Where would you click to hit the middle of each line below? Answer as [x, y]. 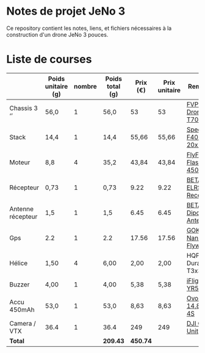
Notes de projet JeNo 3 [66, 11]
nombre [86, 86]
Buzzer [20, 284]
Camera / [23, 323]
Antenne [22, 209]
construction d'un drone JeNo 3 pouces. [57, 34]
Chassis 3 [24, 108]
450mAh [22, 310]
